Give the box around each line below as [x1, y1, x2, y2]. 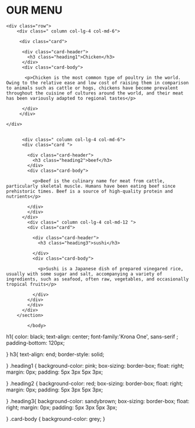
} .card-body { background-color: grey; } [6, 415, 105, 422]
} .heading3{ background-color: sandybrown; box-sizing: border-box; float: [6, 397, 190, 404]
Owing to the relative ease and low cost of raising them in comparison [6, 80, 189, 86]
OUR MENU [6, 4, 63, 17]
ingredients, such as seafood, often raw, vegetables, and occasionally [6, 276, 189, 282]
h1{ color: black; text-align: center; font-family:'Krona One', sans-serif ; [6, 333, 178, 340]
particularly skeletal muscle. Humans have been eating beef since [6, 183, 176, 189]
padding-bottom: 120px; [6, 339, 65, 346]
